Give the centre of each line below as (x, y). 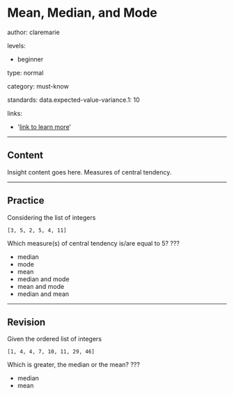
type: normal (25, 73)
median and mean (43, 294)
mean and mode (41, 286)
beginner (30, 59)
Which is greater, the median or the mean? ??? (74, 365)
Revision (26, 322)
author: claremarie (34, 32)
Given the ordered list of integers (55, 339)
